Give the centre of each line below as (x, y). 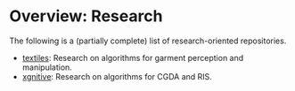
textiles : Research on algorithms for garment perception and (133, 57)
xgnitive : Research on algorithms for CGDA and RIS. (117, 76)
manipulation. (47, 67)
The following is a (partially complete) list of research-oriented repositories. (148, 41)
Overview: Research (86, 16)
